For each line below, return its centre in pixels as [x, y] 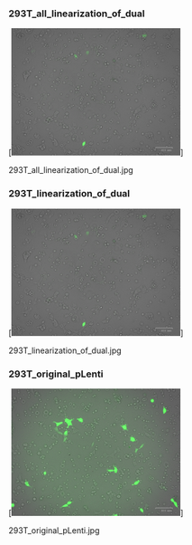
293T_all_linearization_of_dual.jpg [71, 170]
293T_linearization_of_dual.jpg [65, 350]
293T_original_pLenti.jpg [54, 530]
